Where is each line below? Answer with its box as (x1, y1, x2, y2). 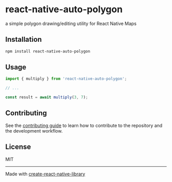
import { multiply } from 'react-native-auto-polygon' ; (5, 76, 127, 82)
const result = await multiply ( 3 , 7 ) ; (5, 95, 88, 100)
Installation (5, 35, 42, 44)
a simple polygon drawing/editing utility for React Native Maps (5, 20, 137, 27)
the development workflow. (5, 127, 63, 134)
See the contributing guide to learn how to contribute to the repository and (5, 122, 163, 128)
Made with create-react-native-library (5, 171, 85, 177)
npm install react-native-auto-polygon (5, 48, 91, 54)
